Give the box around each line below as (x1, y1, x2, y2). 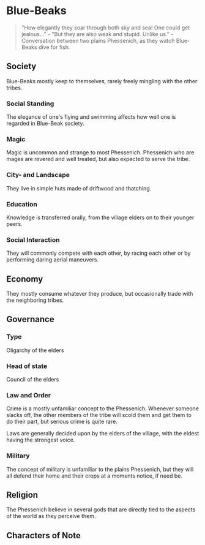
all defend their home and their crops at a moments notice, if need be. (6, 472, 182, 479)
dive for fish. (39, 43, 70, 51)
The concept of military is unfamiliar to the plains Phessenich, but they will (6, 465, 194, 473)
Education (6, 200, 38, 208)
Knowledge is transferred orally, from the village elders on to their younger (6, 214, 195, 221)
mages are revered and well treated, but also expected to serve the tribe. (6, 156, 190, 163)
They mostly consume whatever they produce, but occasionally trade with (6, 290, 193, 298)
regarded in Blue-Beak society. (6, 120, 84, 127)
